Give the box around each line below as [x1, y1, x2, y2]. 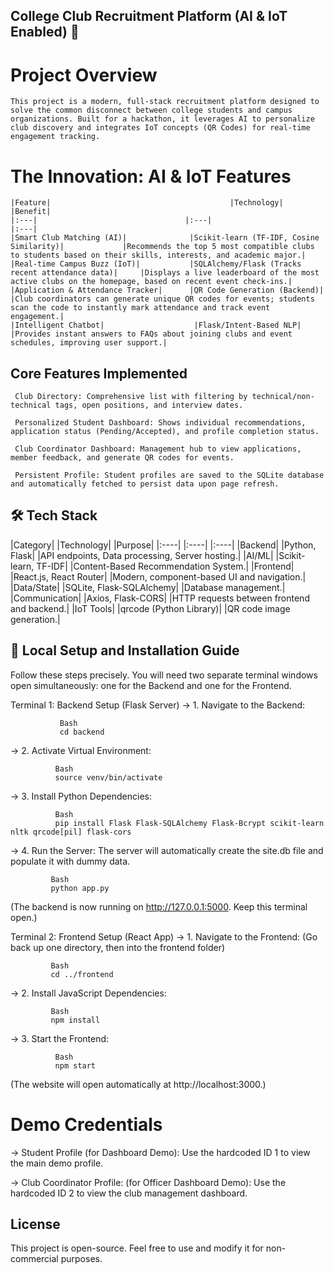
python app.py [50, 883, 110, 893]
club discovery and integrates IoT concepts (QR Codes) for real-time [10, 123, 311, 133]
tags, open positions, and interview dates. [54, 400, 244, 411]
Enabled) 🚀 [10, 24, 80, 41]
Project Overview [10, 64, 158, 86]
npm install [50, 1015, 101, 1025]
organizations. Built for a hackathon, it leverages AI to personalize [10, 114, 315, 124]
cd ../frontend [50, 969, 114, 979]
